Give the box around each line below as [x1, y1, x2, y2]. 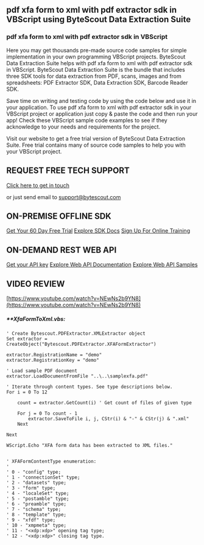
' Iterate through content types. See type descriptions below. [6, 384, 173, 390]
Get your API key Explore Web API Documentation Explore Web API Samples [6, 261, 198, 269]
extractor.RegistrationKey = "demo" [6, 357, 99, 363]
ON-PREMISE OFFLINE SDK [6, 211, 111, 221]
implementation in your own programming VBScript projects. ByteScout [6, 53, 186, 60]
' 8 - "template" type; [6, 512, 67, 518]
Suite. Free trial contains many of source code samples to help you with [6, 141, 186, 149]
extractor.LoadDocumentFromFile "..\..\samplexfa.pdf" [6, 373, 149, 379]
